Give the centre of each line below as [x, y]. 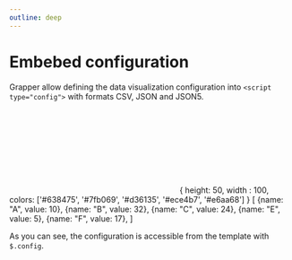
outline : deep [36, 17]
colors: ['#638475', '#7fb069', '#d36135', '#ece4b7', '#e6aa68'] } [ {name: [146, 199]
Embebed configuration [99, 61]
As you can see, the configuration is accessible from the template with [139, 236]
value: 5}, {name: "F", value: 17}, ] [71, 218]
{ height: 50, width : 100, [224, 190]
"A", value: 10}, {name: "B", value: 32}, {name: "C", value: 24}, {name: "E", [145, 209]
